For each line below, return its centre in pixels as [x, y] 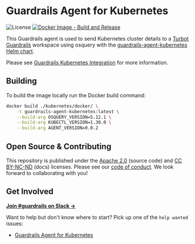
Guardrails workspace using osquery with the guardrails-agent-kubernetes [97, 45]
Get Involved [30, 192]
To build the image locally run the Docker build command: [76, 95]
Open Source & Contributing [59, 146]
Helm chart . [20, 51]
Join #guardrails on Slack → [41, 206]
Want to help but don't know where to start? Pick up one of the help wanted [97, 217]
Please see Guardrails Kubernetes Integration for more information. [87, 62]
